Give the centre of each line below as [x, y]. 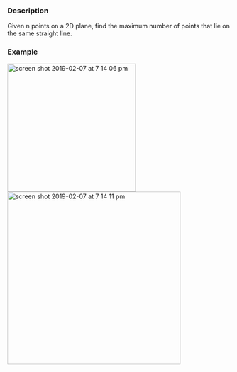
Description [28, 11]
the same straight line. [40, 33]
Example [23, 52]
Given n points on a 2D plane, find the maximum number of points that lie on [119, 26]
